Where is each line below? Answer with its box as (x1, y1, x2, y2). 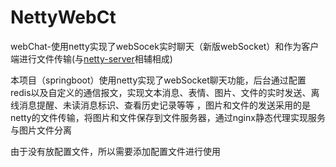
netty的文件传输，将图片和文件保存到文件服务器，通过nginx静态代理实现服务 (10, 111, 326, 123)
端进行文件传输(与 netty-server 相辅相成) (10, 52, 173, 65)
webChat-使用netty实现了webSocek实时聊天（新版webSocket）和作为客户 (10, 40, 320, 52)
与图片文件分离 (10, 124, 72, 136)
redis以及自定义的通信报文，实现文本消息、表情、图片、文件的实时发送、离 (10, 86, 320, 98)
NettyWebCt (10, 6, 117, 29)
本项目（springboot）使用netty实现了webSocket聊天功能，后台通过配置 (10, 74, 307, 86)
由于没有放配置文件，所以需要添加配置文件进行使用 (10, 145, 221, 157)
